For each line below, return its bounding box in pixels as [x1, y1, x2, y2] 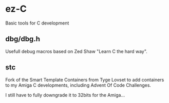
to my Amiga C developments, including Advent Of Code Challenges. [5, 82, 152, 88]
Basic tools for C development [5, 20, 69, 26]
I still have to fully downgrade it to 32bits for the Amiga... [5, 92, 125, 98]
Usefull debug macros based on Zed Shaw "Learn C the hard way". [5, 48, 147, 54]
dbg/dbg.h [5, 35, 40, 43]
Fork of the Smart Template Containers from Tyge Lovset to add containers [5, 76, 164, 83]
